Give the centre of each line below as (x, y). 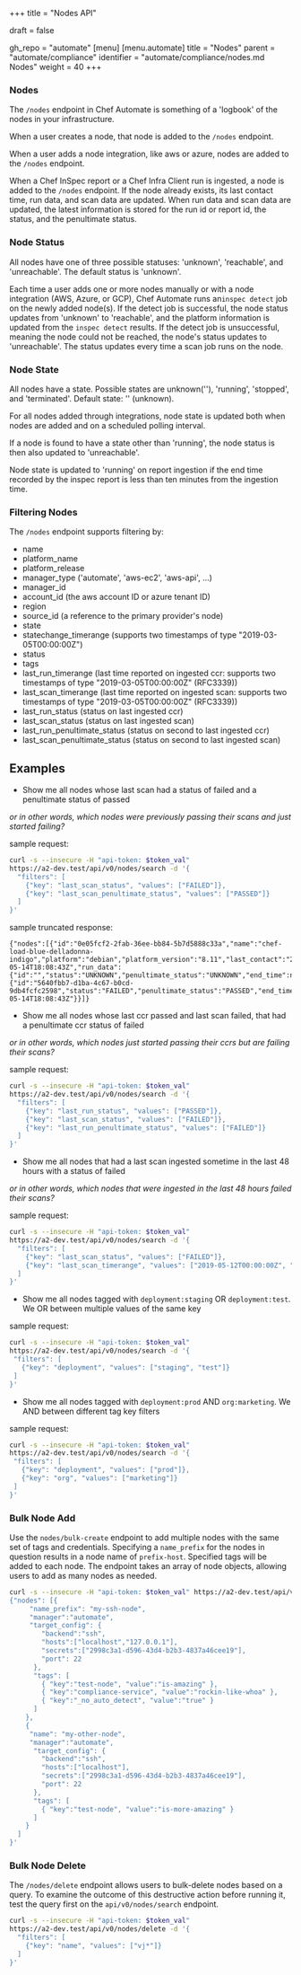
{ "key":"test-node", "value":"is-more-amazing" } (138, 1809)
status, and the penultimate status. (73, 219)
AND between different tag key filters (91, 1411)
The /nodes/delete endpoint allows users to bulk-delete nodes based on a (146, 1885)
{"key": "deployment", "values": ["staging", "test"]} (125, 1367)
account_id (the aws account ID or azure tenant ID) (116, 597)
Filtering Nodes (43, 512)
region (34, 606)
